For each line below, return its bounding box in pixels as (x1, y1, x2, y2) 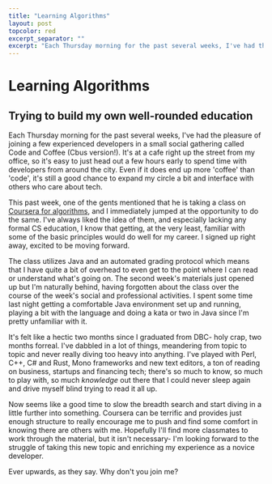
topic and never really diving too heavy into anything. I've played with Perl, (8, 350, 257, 359)
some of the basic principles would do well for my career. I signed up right (8, 232, 257, 242)
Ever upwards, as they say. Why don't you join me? (8, 467, 179, 477)
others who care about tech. (8, 182, 103, 192)
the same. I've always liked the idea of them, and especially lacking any (8, 215, 247, 225)
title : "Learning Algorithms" (8, 11, 111, 20)
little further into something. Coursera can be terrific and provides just (8, 408, 242, 418)
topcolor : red (8, 27, 57, 35)
